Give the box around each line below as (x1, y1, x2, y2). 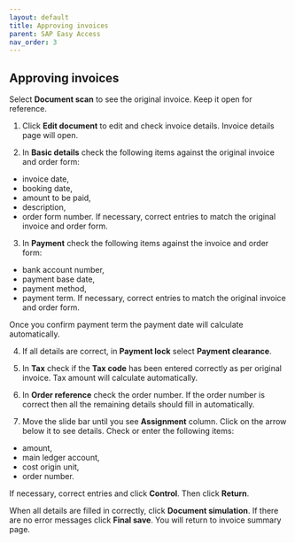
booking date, (21, 183, 74, 194)
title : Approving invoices (9, 21, 109, 30)
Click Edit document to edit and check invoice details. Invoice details (21, 120, 275, 131)
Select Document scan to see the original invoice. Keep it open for (9, 94, 252, 105)
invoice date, (21, 174, 69, 184)
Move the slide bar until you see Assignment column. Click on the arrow (21, 416, 287, 427)
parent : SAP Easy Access (9, 29, 101, 38)
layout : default (9, 12, 69, 22)
